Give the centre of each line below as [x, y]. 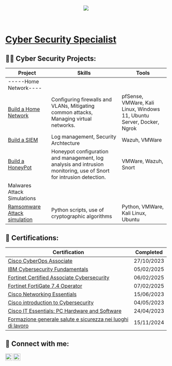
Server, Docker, [141, 122]
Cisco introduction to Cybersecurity [51, 303]
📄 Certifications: [32, 238]
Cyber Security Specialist [61, 40]
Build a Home [24, 109]
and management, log [77, 158]
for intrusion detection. [78, 177]
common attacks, [72, 112]
